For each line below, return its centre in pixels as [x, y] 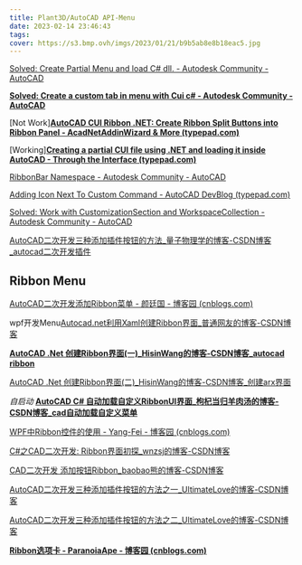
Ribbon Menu [48, 281]
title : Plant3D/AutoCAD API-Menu [72, 18]
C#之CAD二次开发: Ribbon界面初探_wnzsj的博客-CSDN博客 [120, 451]
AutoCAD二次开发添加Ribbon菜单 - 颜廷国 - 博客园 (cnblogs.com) [131, 304]
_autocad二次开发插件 [50, 252]
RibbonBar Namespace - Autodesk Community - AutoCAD [118, 177]
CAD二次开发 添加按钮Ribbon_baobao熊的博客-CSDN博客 [117, 470]
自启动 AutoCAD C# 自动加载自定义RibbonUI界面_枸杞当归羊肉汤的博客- [144, 401]
